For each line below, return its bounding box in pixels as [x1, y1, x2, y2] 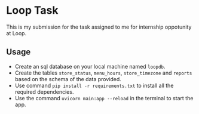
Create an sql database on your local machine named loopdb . [14, 63, 166, 70]
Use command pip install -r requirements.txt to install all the [14, 82, 174, 89]
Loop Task [6, 4, 59, 17]
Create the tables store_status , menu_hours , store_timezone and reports [14, 69, 192, 76]
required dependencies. [14, 88, 74, 95]
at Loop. [6, 29, 27, 36]
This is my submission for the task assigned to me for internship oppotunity [6, 23, 192, 30]
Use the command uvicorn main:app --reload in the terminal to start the [14, 94, 194, 101]
